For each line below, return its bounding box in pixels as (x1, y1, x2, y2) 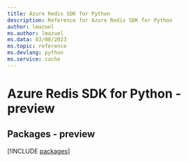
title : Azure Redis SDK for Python (7, 10, 111, 17)
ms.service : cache (7, 56, 61, 63)
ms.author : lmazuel (7, 29, 64, 37)
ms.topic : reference (7, 43, 68, 50)
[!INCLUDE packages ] (7, 147, 70, 155)
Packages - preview (7, 128, 95, 140)
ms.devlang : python (7, 50, 64, 57)
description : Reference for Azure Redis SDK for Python (7, 17, 173, 24)
